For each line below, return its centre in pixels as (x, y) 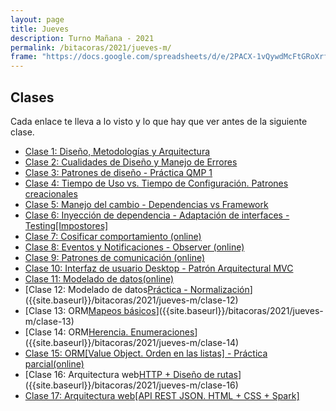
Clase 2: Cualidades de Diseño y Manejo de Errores (131, 162)
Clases (32, 97)
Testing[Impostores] (66, 225)
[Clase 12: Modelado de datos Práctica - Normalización (137, 289)
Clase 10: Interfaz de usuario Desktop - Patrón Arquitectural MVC (159, 268)
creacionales (51, 193)
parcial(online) (54, 363)
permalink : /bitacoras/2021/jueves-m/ (91, 47)
